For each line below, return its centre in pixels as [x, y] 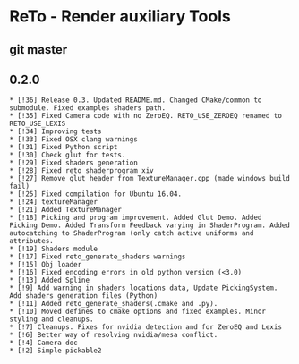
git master [38, 50]
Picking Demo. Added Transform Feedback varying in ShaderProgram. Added [150, 225]
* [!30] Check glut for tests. [68, 155]
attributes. [31, 241]
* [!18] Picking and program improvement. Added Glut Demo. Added [136, 218]
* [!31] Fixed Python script [64, 148]
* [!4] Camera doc [43, 343]
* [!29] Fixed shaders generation [74, 163]
